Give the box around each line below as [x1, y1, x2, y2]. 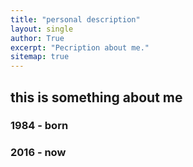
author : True [10, 33, 65, 43]
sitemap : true [10, 52, 70, 62]
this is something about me [10, 89, 183, 106]
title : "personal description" [10, 14, 141, 25]
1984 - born [10, 119, 69, 133]
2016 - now [10, 146, 67, 160]
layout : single [10, 24, 74, 34]
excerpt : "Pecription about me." [10, 42, 150, 53]
